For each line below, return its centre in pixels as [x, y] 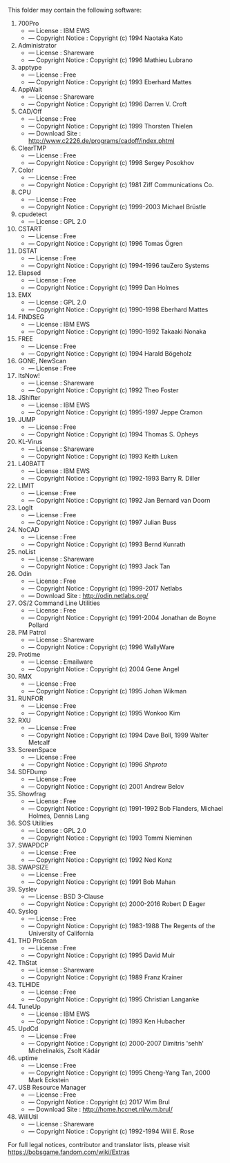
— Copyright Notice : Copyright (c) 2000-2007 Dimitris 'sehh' [116, 1043]
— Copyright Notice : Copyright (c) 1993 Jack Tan [99, 566]
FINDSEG [31, 317]
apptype [30, 67]
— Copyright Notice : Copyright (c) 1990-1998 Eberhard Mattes [118, 309]
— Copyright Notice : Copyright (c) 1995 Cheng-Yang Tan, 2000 [119, 1073]
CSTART [30, 229]
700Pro [28, 23]
